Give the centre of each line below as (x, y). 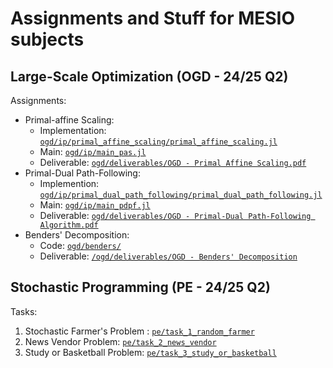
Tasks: (24, 311)
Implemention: (69, 183)
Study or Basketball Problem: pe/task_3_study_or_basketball (150, 352)
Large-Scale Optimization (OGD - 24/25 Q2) (149, 76)
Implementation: (73, 130)
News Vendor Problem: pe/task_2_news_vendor (120, 341)
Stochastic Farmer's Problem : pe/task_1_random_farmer (139, 331)
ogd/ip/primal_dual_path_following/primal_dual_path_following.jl (181, 195)
